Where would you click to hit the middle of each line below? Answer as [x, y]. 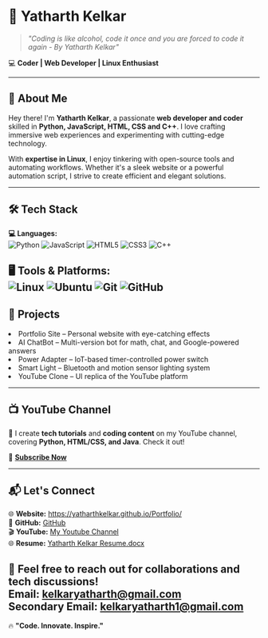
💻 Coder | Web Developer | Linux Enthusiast [84, 62]
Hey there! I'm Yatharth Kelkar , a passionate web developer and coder [126, 118]
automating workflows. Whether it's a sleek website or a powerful [116, 167]
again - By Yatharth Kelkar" [73, 46]
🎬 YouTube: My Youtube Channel [64, 532]
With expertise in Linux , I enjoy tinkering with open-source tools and [121, 158]
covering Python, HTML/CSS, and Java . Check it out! [97, 441]
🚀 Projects [34, 315]
